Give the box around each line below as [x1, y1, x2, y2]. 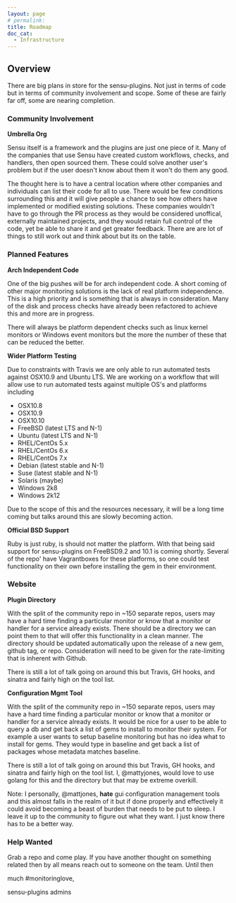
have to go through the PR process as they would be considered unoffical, [7, 209, 223, 218]
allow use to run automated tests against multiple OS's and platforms [7, 380, 207, 388]
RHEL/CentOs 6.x [17, 446, 68, 454]
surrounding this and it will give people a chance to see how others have [7, 194, 218, 203]
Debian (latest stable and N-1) [17, 461, 104, 469]
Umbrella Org [7, 130, 47, 138]
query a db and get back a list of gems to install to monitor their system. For [7, 725, 228, 733]
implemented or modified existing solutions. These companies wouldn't [7, 202, 215, 211]
